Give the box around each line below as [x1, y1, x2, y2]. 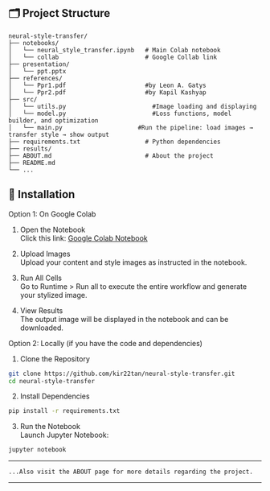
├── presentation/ [8, 60, 70, 68]
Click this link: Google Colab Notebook [19, 233, 149, 243]
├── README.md [8, 159, 56, 167]
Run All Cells [19, 273, 63, 283]
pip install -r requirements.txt [8, 407, 121, 415]
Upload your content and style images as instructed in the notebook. [19, 257, 247, 267]
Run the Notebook [19, 422, 80, 431]
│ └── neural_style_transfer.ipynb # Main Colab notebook [8, 46, 221, 54]
